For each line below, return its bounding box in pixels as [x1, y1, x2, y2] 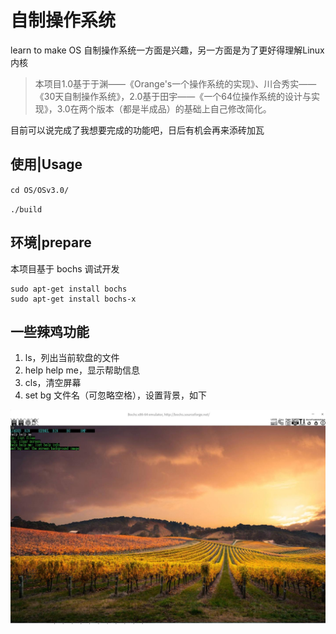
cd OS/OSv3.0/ [10, 185, 70, 195]
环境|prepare [10, 234, 92, 251]
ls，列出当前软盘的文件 [24, 352, 120, 364]
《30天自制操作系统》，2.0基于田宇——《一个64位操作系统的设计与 [34, 90, 312, 102]
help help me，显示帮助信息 [24, 364, 140, 376]
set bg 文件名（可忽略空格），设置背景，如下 [24, 389, 207, 401]
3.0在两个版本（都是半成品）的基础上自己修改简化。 [56, 102, 272, 115]
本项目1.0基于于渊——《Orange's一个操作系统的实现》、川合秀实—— [34, 77, 317, 90]
